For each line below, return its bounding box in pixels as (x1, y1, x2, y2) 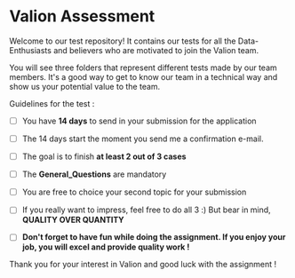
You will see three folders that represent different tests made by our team (9, 62, 277, 73)
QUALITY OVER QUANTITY (21, 215, 124, 226)
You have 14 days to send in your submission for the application (21, 115, 257, 126)
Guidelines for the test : (9, 98, 95, 108)
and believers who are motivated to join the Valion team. (52, 44, 259, 55)
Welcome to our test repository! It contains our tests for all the (9, 36, 236, 46)
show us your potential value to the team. (9, 81, 161, 91)
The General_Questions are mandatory (21, 169, 167, 179)
